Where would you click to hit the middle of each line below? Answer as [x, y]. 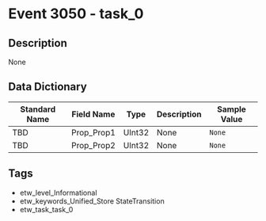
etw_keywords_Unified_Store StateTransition [92, 201]
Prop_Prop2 [93, 145]
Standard [38, 109]
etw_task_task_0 [46, 209]
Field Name [93, 114]
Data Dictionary [47, 87]
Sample [232, 109]
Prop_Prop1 [93, 132]
